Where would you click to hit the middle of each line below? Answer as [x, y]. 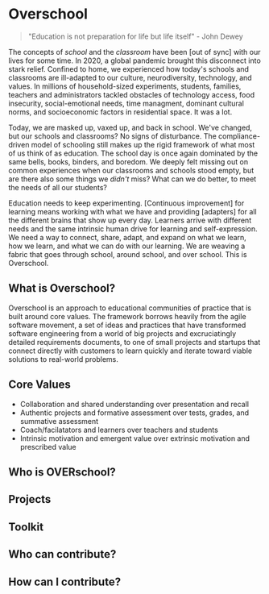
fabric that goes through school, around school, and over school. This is [128, 254]
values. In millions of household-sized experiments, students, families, [125, 86]
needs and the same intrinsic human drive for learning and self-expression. [133, 228]
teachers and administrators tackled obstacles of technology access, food [132, 94]
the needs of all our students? [58, 187]
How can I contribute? [65, 582]
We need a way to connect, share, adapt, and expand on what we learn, [128, 237]
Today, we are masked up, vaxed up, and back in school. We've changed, [130, 127]
